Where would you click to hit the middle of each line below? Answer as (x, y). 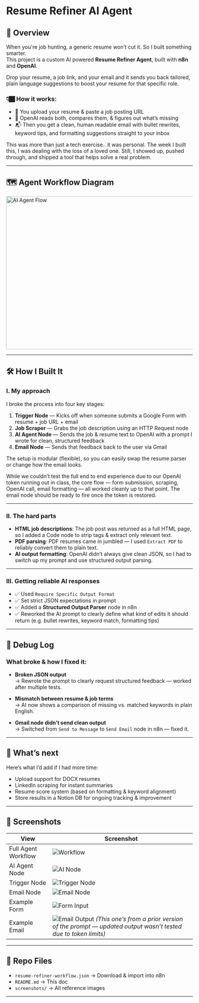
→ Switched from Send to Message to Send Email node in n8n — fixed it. (102, 729)
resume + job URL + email (46, 422)
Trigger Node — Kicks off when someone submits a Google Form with (100, 415)
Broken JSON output (41, 675)
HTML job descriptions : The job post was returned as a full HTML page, (103, 529)
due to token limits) (79, 934)
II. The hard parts (31, 516)
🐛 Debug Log (30, 644)
